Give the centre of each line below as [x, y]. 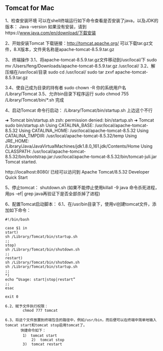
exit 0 [12, 297]
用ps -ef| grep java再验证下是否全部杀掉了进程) [53, 194]
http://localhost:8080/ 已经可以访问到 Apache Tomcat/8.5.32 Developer [77, 172]
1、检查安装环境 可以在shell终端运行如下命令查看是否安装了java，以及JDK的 [82, 20]
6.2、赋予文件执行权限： [27, 306]
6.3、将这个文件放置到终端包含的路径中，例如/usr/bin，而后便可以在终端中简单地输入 [81, 320]
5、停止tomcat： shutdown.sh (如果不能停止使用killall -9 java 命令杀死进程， [82, 187]
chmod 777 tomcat [40, 310]
